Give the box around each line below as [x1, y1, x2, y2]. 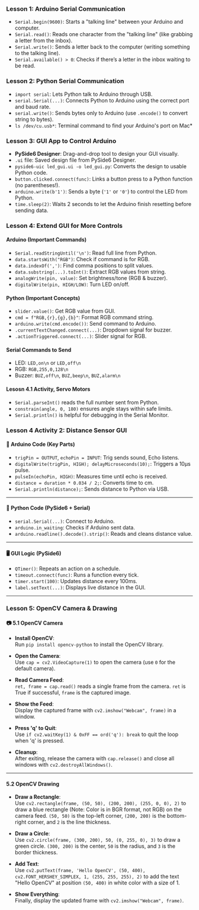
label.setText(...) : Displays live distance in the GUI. [14, 584, 146, 591]
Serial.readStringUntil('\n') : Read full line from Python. [14, 249, 157, 256]
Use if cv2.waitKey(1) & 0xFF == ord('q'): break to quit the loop [14, 731, 179, 738]
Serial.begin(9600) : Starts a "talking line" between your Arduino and [14, 18, 184, 25]
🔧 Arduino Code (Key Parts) [6, 440, 75, 448]
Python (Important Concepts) [6, 294, 81, 301]
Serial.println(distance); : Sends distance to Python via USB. [14, 485, 169, 493]
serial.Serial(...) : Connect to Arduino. [14, 517, 115, 525]
